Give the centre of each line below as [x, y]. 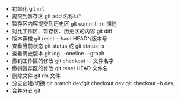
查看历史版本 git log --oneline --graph [58, 53]
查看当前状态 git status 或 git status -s [58, 46]
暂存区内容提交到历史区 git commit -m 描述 [64, 24]
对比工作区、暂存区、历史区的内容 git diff [62, 31]
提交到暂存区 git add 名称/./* [46, 16]
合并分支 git [26, 90]
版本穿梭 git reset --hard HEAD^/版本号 [60, 38]
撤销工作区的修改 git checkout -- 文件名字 [63, 61]
